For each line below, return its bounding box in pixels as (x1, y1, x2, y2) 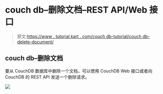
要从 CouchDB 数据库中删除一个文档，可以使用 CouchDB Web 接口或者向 (5, 68, 153, 74)
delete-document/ (17, 39, 54, 45)
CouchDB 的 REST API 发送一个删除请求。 (5, 74, 89, 80)
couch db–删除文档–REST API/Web (5, 4, 147, 16)
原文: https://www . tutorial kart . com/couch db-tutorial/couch (17, 33, 142, 39)
